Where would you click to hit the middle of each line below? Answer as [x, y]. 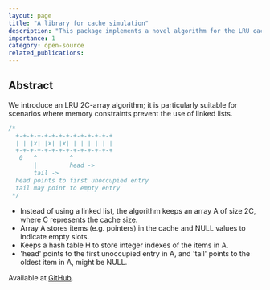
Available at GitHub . [41, 277]
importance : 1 [32, 38]
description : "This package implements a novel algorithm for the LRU [129, 31]
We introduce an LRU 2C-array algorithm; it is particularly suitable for [123, 104]
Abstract [31, 86]
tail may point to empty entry [68, 188]
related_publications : [46, 53]
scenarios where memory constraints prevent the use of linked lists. [121, 113]
